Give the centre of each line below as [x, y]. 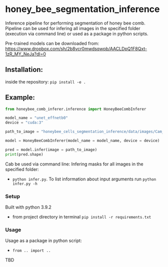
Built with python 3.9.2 [28, 207]
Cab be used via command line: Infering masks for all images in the [74, 164]
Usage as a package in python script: [43, 240]
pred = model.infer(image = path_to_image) [51, 149]
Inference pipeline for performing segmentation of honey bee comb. [75, 23]
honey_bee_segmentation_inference [82, 9]
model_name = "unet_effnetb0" [37, 118]
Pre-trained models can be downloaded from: [52, 43]
